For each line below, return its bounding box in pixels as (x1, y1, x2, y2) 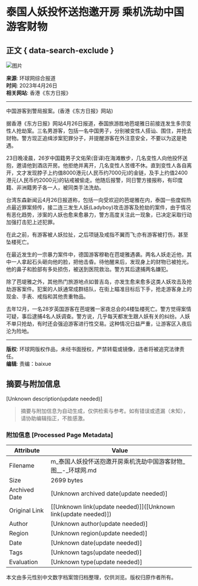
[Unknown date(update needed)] (51, 539, 143, 547)
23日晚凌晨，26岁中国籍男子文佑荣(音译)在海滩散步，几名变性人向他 (6, 154, 173, 161)
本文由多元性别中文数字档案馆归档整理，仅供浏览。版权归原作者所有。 (6, 574, 177, 581)
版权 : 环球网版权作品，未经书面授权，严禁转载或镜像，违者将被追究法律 (6, 346, 180, 352)
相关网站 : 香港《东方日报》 (6, 90, 71, 96)
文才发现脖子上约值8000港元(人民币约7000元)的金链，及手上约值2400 (16, 169, 188, 176)
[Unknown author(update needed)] (51, 519, 148, 528)
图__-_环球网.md (51, 466, 97, 475)
